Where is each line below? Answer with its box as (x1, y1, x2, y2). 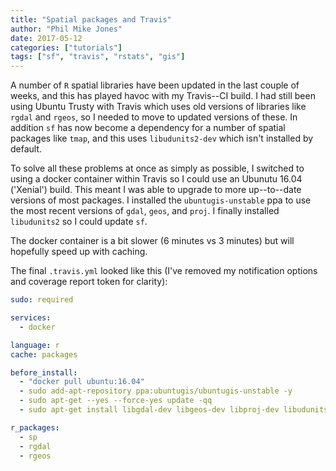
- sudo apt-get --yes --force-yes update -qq (19, 396, 213, 406)
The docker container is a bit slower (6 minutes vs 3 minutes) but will (10, 235, 295, 247)
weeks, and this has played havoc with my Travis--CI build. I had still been (10, 90, 316, 102)
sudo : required (10, 295, 74, 305)
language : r (10, 340, 60, 350)
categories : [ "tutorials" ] (10, 42, 123, 53)
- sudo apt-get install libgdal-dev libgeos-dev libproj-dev (19, 405, 280, 415)
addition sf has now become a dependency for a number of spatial (10, 122, 286, 134)
